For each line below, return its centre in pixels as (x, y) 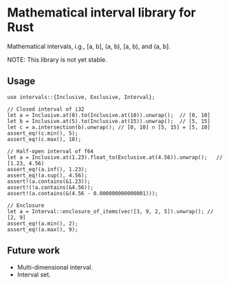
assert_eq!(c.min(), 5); (43, 133)
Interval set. (34, 274)
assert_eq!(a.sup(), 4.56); (47, 175)
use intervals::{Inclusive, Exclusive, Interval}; (81, 97)
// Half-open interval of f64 (51, 151)
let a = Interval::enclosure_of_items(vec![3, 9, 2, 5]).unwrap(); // (110, 211)
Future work (34, 251)
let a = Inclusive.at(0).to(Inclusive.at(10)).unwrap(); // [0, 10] (109, 115)
